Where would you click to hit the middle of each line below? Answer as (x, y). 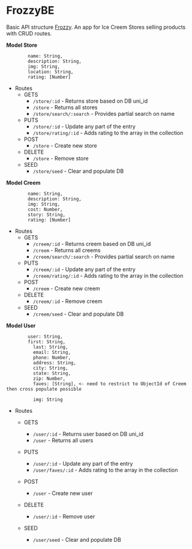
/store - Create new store (65, 145)
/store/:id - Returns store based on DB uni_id (90, 101)
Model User (21, 325)
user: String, (45, 337)
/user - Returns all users (63, 440)
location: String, (51, 72)
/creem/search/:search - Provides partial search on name (104, 256)
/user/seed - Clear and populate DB (77, 539)
